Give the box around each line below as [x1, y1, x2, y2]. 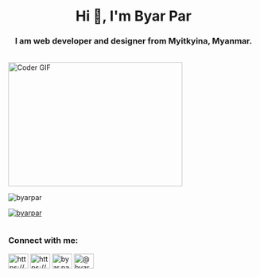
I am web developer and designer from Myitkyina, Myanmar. [14, 36, 253, 47]
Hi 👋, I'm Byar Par [75, 7, 192, 25]
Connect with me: [8, 235, 79, 246]
